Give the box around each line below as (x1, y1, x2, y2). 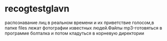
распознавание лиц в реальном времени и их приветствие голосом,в (4, 19, 154, 25)
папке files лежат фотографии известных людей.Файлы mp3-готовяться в (4, 24, 162, 30)
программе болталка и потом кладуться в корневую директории (4, 30, 144, 36)
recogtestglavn (4, 3, 69, 14)
